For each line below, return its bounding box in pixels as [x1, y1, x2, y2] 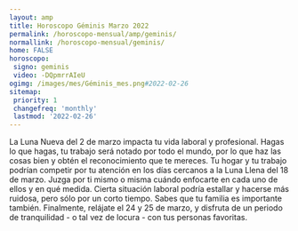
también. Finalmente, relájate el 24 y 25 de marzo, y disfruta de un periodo [9, 203, 283, 213]
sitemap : [9, 87, 42, 96]
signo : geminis [12, 63, 69, 72]
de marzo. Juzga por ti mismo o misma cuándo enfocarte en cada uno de [9, 174, 278, 185]
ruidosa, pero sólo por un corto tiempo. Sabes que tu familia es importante [9, 193, 283, 204]
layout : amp [9, 12, 53, 22]
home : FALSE [9, 46, 53, 55]
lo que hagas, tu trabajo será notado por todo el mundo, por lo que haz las [9, 146, 282, 156]
